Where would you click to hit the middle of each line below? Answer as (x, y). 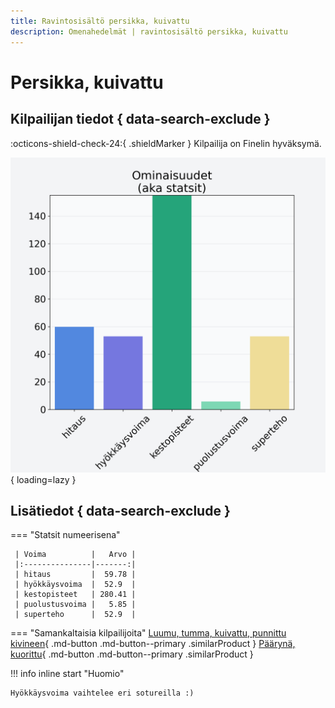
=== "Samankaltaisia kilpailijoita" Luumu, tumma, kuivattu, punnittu (148, 633)
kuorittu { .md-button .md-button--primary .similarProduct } (132, 654)
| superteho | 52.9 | (75, 615)
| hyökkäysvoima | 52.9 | (75, 585)
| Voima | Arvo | (75, 555)
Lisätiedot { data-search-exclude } (120, 510)
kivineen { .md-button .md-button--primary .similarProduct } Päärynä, (153, 644)
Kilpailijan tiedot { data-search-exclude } (140, 119)
